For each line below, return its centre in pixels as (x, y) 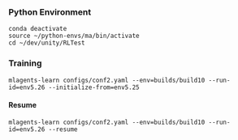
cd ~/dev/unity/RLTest (47, 43)
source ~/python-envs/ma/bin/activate (74, 36)
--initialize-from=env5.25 (94, 87)
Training (25, 63)
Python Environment (50, 12)
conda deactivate (38, 29)
